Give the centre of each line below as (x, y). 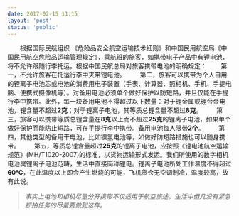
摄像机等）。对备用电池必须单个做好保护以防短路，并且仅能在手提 (133, 92)
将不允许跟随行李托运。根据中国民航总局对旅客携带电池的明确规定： (107, 66)
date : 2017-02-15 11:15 (43, 14)
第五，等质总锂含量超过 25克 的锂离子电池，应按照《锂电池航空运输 (131, 146)
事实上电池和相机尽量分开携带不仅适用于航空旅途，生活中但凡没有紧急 (128, 197)
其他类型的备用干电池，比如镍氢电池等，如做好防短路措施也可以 (113, 137)
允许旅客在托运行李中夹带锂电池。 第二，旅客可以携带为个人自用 (127, 75)
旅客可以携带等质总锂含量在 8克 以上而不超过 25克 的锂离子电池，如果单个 (125, 119)
